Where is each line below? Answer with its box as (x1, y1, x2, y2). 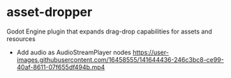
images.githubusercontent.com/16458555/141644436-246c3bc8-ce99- (16, 55, 224, 63)
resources (6, 34, 36, 42)
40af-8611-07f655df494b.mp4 (16, 63, 105, 71)
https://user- (133, 48, 169, 56)
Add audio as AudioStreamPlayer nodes (16, 48, 132, 56)
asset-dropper (6, 4, 93, 20)
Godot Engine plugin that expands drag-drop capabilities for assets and (6, 27, 212, 36)
